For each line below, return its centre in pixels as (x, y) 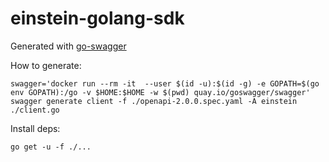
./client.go (35, 110)
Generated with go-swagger (68, 46)
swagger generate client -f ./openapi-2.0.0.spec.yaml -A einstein (154, 101)
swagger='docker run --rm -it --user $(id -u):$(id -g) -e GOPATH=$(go (165, 83)
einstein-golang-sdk (97, 18)
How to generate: (46, 65)
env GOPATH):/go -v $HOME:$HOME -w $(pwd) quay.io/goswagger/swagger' (160, 92)
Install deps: (35, 128)
